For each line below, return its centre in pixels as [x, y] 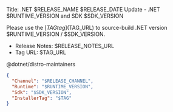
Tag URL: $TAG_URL [41, 52]
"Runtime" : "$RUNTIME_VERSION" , [53, 86]
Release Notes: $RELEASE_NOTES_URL [64, 46]
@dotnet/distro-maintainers [41, 64]
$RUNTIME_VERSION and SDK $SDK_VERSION [65, 16]
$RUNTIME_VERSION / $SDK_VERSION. [56, 34]
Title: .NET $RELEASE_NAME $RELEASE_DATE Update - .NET [83, 9]
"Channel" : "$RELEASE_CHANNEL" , [53, 81]
